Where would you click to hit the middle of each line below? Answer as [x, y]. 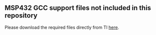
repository [21, 16]
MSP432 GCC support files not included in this [78, 8]
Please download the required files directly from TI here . [62, 27]
